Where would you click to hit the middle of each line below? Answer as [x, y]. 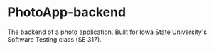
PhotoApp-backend [67, 12]
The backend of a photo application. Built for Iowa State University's [107, 32]
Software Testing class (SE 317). [54, 39]
